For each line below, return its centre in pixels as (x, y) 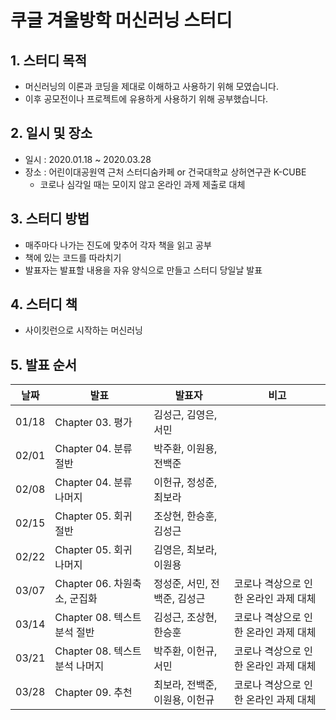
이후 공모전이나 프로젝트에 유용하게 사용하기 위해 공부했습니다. (146, 99)
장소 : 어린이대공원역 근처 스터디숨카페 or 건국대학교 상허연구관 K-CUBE (165, 172)
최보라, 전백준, (185, 685)
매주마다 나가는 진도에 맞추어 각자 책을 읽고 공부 (118, 245)
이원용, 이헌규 (184, 700)
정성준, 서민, (180, 584)
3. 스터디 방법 (50, 219)
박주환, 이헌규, (185, 651)
